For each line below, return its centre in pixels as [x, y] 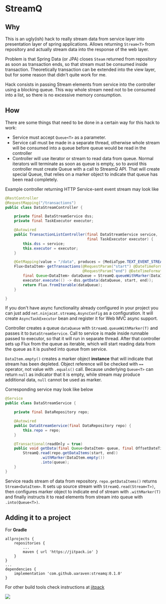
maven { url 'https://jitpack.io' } [61, 552]
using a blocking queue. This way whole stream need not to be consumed [80, 90]
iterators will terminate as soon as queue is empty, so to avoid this [79, 164]
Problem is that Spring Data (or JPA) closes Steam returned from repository [81, 59]
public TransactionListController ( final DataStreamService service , [86, 235]
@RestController [22, 198]
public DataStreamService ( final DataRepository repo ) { [73, 425]
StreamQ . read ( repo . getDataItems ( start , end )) [71, 453]
